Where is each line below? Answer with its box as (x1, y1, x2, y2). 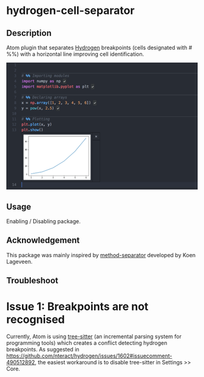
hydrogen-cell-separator (6, 4, 135, 18)
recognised (6, 313, 65, 327)
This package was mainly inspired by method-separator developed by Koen (6, 251, 196, 258)
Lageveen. (6, 258, 33, 265)
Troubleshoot (6, 275, 59, 286)
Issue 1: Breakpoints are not (6, 300, 149, 314)
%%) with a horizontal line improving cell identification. (6, 50, 144, 58)
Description (6, 28, 52, 38)
